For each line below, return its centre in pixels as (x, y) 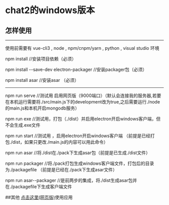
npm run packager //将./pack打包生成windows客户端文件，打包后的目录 (80, 163)
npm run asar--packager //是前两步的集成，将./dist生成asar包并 (71, 180)
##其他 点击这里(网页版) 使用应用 (39, 197)
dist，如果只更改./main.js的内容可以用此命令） (60, 142)
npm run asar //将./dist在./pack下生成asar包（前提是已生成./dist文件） (78, 153)
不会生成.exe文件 (23, 125)
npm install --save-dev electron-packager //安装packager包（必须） (76, 69)
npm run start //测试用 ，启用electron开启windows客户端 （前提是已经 (78, 136)
